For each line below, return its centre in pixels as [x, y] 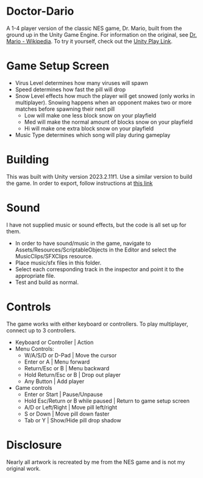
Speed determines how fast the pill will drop [70, 89]
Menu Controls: [34, 349]
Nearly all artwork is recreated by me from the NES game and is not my [96, 462]
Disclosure [34, 445]
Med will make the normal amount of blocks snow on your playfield [109, 122]
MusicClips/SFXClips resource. [54, 256]
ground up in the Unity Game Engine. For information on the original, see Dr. [101, 34]
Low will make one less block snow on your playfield [90, 115]
